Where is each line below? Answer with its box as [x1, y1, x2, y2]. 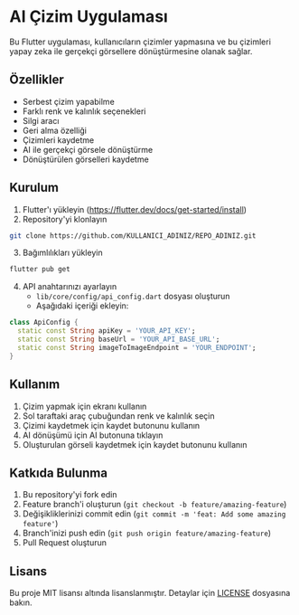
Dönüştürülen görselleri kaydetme [22, 154, 149, 165]
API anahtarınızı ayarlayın [22, 281, 117, 292]
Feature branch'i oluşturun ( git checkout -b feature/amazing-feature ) [22, 499, 287, 510]
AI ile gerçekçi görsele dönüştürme [22, 144, 154, 155]
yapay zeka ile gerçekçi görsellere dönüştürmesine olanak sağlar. [9, 45, 253, 56]
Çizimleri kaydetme [22, 134, 95, 146]
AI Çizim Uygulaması [9, 6, 169, 27]
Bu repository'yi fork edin [22, 489, 117, 500]
